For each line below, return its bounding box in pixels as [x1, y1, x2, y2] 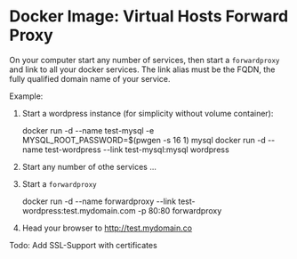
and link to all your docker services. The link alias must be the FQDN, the [9, 64, 276, 75]
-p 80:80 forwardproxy [137, 205, 222, 215]
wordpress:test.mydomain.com [21, 205, 136, 215]
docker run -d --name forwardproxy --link [21, 196, 176, 206]
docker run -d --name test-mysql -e [21, 125, 155, 135]
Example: [9, 91, 44, 101]
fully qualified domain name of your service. [9, 73, 171, 84]
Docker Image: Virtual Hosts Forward [9, 6, 289, 27]
